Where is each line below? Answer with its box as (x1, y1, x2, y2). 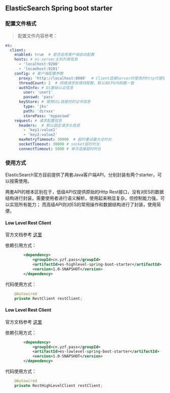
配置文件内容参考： (17, 32, 58, 38)
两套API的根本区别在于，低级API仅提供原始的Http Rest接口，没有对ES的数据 (5, 189, 164, 195)
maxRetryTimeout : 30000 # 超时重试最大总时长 (18, 137, 112, 142)
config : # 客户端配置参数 (14, 71, 64, 76)
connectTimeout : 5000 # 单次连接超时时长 (18, 146, 101, 151)
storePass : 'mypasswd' (23, 113, 71, 119)
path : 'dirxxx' (23, 108, 56, 113)
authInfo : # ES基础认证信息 (18, 85, 73, 90)
